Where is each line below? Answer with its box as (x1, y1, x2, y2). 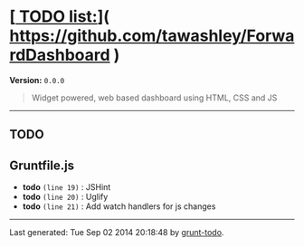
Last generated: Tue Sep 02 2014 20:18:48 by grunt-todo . (9, 227, 224, 238)
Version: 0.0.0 (9, 74, 65, 85)
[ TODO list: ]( (9, 6, 110, 27)
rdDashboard (9, 45, 110, 65)
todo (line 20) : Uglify (22, 192, 109, 203)
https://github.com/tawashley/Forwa (9, 25, 295, 46)
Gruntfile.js (9, 157, 75, 173)
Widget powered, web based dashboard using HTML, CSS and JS (31, 92, 278, 103)
